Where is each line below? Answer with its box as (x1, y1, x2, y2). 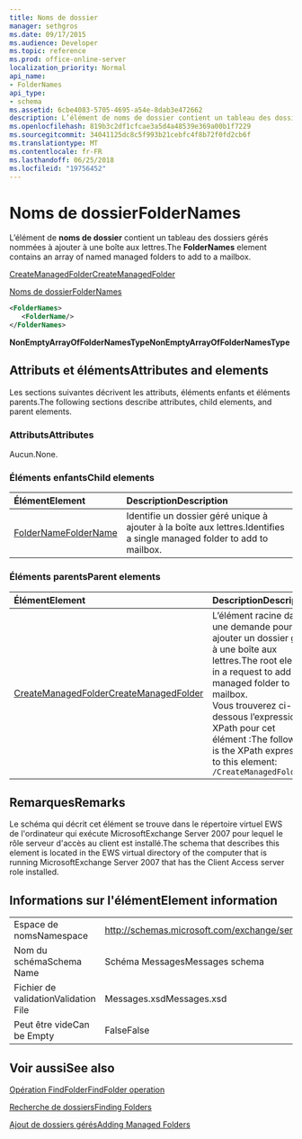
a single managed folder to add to (126, 532, 269, 545)
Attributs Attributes (9, 429, 94, 441)
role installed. (9, 866, 60, 878)
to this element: (212, 755, 278, 768)
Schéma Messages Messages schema (104, 955, 265, 968)
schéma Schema (13, 955, 83, 968)
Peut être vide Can (13, 1018, 90, 1031)
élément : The (212, 733, 268, 746)
